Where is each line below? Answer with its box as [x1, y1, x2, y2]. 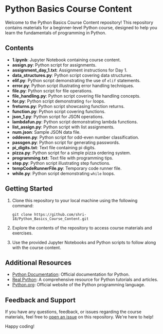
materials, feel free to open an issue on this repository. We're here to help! [5, 314, 154, 320]
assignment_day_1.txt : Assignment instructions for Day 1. [12, 67, 127, 73]
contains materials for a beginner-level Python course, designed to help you [5, 24, 157, 30]
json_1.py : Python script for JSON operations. [12, 113, 104, 120]
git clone [12, 212, 33, 217]
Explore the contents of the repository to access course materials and [12, 225, 152, 230]
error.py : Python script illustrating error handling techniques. [12, 83, 135, 88]
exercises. [12, 230, 33, 236]
